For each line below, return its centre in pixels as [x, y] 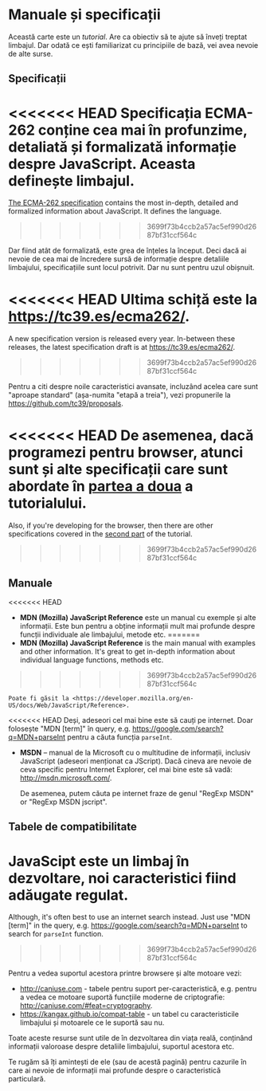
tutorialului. [48, 503]
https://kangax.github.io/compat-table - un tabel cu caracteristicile [129, 1014]
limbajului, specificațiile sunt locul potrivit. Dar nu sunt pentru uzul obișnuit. [131, 268]
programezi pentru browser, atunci [126, 453]
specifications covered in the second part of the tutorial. [100, 534]
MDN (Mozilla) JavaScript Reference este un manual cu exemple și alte [138, 617]
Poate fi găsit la [39, 698]
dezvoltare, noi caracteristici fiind [122, 878]
